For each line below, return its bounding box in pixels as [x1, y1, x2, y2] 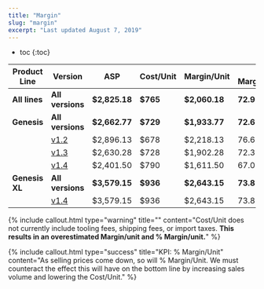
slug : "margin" [8, 19, 58, 27]
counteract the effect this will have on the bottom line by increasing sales [8, 264, 245, 273]
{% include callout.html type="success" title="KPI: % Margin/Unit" [8, 247, 224, 257]
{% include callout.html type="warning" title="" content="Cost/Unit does [8, 215, 245, 225]
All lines [12, 94, 43, 105]
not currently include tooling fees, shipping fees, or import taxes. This [8, 224, 234, 233]
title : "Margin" [8, 11, 61, 20]
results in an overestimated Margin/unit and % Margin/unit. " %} [8, 232, 222, 242]
